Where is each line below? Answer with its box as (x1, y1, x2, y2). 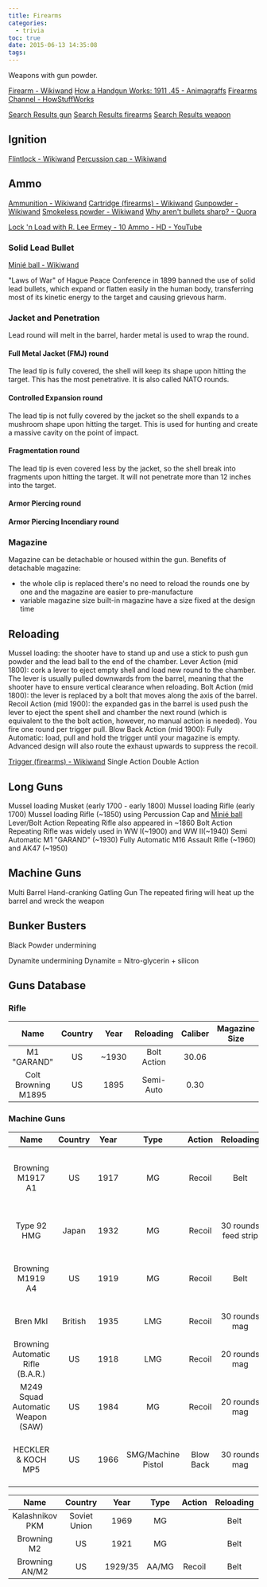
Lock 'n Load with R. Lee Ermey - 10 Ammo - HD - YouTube (8, 222, 203, 232)
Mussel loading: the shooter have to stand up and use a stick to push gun (8, 648, 249, 658)
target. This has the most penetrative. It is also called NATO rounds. (8, 375, 230, 385)
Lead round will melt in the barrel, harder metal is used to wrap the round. (8, 330, 250, 340)
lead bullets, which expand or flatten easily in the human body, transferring (8, 283, 254, 293)
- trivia (15, 26, 44, 34)
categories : (8, 19, 48, 27)
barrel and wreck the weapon (8, 896, 105, 905)
